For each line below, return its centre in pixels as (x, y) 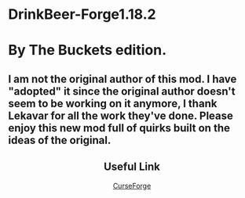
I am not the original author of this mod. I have (122, 79)
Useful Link (132, 167)
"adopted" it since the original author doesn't (122, 91)
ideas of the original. (60, 140)
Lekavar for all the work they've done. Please (121, 115)
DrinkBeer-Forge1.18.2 (82, 14)
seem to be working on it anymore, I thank (113, 103)
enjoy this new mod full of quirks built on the (119, 128)
